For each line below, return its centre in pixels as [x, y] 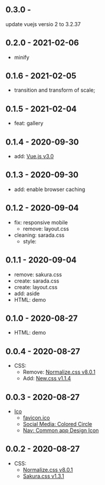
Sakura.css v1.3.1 [43, 476]
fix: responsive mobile [41, 222]
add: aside [27, 293]
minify [22, 57]
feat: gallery [29, 123]
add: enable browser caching [50, 189]
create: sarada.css [37, 281]
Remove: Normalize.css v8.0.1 [59, 372]
